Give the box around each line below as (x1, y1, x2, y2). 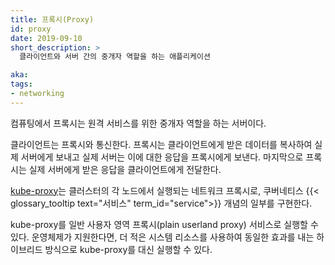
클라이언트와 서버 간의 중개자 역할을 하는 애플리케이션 (19, 52, 211, 62)
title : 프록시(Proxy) (10, 14, 95, 25)
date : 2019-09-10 (10, 33, 83, 43)
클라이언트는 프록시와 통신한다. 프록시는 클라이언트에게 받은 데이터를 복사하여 (10, 138, 313, 150)
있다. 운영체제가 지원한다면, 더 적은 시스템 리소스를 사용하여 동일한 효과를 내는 (10, 231, 315, 243)
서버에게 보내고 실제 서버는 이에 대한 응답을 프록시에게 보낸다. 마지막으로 (20, 151, 304, 163)
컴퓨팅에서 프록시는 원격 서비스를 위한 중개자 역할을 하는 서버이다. (10, 117, 267, 129)
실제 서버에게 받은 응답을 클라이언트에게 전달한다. (28, 163, 222, 175)
